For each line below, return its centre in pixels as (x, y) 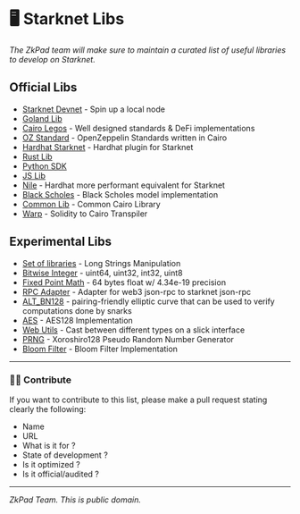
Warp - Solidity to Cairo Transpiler (85, 214)
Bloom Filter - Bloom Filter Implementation (100, 349)
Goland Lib (42, 118)
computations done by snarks (77, 310)
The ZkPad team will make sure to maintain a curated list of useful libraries (148, 50)
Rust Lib (37, 156)
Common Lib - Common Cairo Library (91, 204)
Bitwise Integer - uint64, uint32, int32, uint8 (102, 273)
